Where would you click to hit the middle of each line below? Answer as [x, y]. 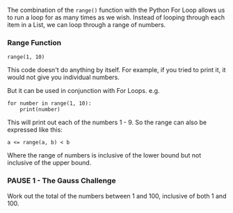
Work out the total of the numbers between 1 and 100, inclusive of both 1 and [117, 196]
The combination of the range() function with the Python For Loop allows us [116, 10]
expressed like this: [35, 130]
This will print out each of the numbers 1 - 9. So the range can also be [107, 122]
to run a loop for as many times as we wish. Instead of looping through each [116, 17]
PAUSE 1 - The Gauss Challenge [62, 181]
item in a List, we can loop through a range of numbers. [87, 25]
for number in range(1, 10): [49, 103]
